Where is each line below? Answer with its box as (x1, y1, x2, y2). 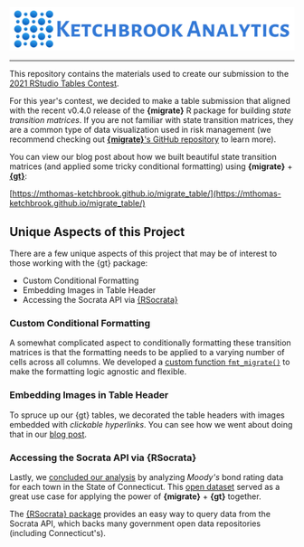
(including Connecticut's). (9, 527, 107, 538)
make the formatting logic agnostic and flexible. (9, 366, 187, 377)
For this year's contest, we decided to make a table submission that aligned (9, 96, 291, 107)
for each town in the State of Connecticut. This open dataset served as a (9, 481, 280, 492)
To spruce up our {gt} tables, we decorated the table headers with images (9, 410, 285, 420)
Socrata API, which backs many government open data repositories (9, 518, 261, 529)
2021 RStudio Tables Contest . (9, 78, 119, 89)
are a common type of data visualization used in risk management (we (9, 125, 271, 136)
